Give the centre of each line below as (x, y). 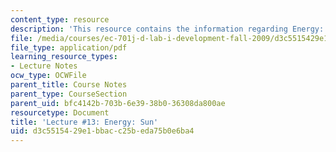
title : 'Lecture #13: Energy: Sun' (84, 122)
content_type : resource (60, 19)
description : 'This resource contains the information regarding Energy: (167, 29)
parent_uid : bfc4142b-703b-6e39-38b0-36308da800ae (118, 103)
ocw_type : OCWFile (48, 76)
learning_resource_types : (64, 57)
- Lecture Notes (44, 66)
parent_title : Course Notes (69, 85)
